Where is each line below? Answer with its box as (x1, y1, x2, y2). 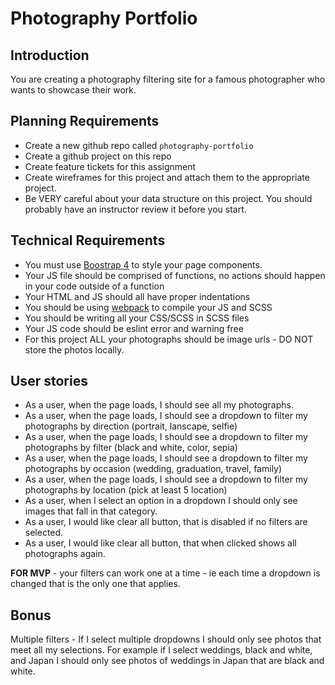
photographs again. (24, 548, 106, 560)
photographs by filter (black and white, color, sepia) (24, 442, 238, 454)
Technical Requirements (10, 232, 166, 249)
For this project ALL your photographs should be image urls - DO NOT (24, 333, 314, 345)
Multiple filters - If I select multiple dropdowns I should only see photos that (10, 633, 322, 646)
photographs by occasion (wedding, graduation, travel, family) (24, 463, 283, 475)
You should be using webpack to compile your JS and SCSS (24, 301, 273, 313)
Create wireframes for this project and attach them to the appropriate (24, 171, 310, 183)
